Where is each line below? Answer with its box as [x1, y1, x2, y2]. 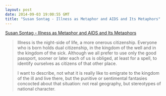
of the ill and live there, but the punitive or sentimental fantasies [17, 75, 148, 82]
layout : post [5, 7, 32, 12]
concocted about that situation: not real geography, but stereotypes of [17, 81, 161, 87]
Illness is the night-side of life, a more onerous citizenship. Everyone [17, 40, 157, 46]
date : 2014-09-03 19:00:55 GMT [5, 12, 70, 17]
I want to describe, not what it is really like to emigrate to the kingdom [17, 70, 160, 76]
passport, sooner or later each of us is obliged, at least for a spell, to [17, 55, 157, 61]
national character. [17, 86, 56, 92]
